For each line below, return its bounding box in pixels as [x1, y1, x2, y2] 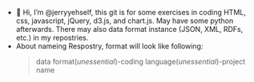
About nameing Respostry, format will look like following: [15, 41, 204, 51]
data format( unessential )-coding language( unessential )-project [35, 57, 246, 66]
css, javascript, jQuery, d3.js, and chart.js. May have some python [15, 16, 234, 25]
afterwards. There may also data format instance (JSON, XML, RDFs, [15, 25, 244, 33]
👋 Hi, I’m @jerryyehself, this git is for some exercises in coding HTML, [15, 8, 247, 17]
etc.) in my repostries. [15, 33, 89, 42]
